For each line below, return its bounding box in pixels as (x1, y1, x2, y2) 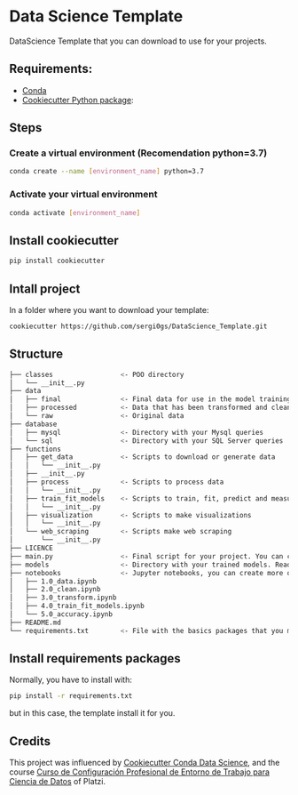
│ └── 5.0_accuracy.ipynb (9, 610, 114, 619)
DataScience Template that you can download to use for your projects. (9, 36, 268, 46)
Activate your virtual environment (9, 189, 158, 201)
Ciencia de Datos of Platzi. (9, 776, 106, 787)
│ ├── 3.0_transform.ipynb (9, 593, 117, 602)
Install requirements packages (9, 651, 182, 666)
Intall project (9, 281, 81, 296)
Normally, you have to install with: (9, 674, 133, 686)
